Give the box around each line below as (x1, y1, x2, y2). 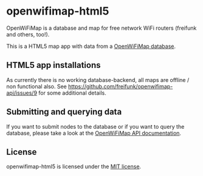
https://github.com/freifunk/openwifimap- (67, 83, 173, 90)
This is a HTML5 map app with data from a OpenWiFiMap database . (6, 42, 176, 50)
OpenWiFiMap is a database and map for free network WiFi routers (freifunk (6, 24, 197, 32)
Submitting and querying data (6, 107, 122, 117)
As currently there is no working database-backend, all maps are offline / (6, 76, 190, 83)
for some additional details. (38, 89, 106, 96)
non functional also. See (6, 83, 67, 90)
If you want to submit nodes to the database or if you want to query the (6, 123, 185, 130)
